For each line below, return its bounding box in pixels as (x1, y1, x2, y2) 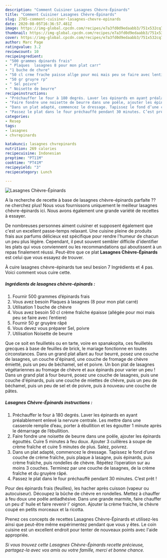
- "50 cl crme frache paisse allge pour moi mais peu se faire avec (5, 72, 150, 77)
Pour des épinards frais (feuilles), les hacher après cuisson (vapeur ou (5, 485, 149, 492)
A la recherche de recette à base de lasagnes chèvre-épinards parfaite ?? (5, 197, 156, 203)
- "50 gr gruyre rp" (5, 77, 48, 82)
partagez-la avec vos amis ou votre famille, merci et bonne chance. (5, 547, 145, 553)
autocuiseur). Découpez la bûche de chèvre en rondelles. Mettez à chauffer (5, 491, 160, 497)
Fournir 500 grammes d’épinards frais (12, 293, 90, 299)
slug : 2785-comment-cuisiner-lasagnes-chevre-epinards (5, 16, 121, 21)
